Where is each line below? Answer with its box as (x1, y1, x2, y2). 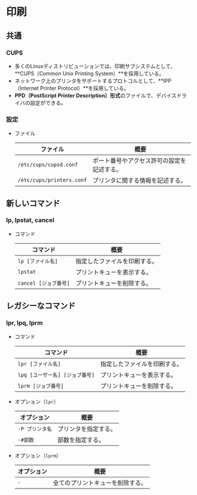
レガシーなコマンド (6, 301, 76, 311)
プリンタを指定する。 (57, 425, 117, 433)
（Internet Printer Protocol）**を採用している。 (14, 85, 130, 92)
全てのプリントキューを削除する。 (52, 479, 147, 487)
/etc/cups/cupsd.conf (17, 161, 78, 168)
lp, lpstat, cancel (6, 216, 55, 224)
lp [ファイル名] (17, 258, 58, 264)
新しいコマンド (6, 198, 60, 208)
